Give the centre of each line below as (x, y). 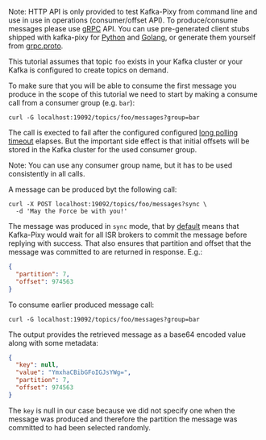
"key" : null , (37, 365)
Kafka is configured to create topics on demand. (89, 70)
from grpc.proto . (36, 46)
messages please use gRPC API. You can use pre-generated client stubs (129, 29)
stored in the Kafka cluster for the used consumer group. (103, 149)
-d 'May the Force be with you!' (72, 211)
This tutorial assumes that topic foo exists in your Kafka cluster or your (126, 61)
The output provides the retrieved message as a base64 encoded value (127, 334)
